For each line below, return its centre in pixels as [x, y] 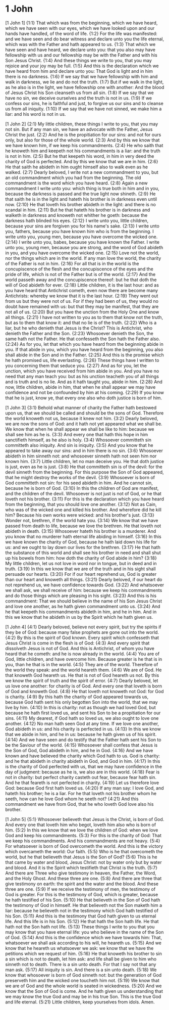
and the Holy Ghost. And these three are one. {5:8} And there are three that [83, 878]
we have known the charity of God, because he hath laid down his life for [81, 542]
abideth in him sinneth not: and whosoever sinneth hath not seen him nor [81, 456]
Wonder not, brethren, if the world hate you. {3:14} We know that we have [82, 520]
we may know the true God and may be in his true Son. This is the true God [83, 996]
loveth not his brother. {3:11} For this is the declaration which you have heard [85, 499]
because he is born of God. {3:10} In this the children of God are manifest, [82, 488]
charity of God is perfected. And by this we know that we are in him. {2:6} [82, 161]
